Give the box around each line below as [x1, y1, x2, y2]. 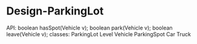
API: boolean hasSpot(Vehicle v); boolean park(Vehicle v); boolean [6, 24, 173, 31]
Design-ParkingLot [6, 4, 104, 18]
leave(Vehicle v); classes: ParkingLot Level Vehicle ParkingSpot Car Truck [6, 30, 191, 37]
